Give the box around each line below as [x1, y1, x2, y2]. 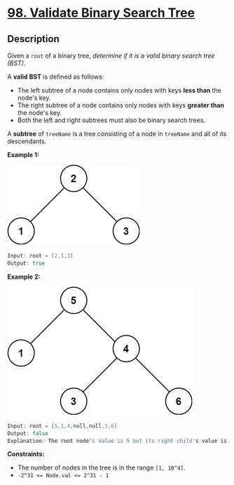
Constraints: [7, 450, 45, 458]
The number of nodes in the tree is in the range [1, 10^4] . [17, 463, 186, 472]
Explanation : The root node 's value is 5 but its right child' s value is [7, 437, 228, 444]
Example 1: [7, 151, 40, 159]
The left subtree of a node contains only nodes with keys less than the [17, 86, 222, 94]
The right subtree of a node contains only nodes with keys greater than [17, 101, 224, 109]
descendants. [7, 137, 47, 145]
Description [7, 33, 60, 45]
